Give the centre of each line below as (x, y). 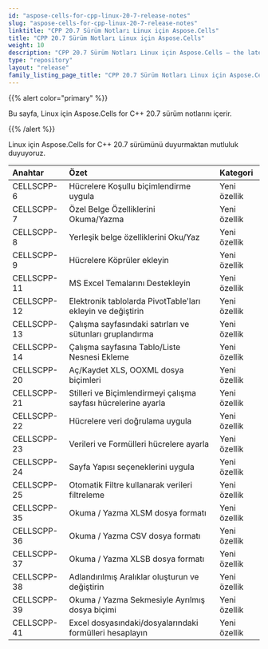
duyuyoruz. (27, 153)
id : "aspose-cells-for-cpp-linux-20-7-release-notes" (100, 16)
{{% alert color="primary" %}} (58, 98)
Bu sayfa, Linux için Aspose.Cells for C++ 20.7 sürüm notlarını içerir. (120, 113)
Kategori (236, 173)
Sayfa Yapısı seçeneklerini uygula (132, 467)
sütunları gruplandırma (111, 334)
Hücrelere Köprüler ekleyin (119, 260)
